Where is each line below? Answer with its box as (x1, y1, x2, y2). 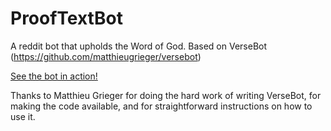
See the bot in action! (10, 70, 98, 82)
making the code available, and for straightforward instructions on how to (10, 100, 313, 112)
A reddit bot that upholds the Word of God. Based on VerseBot (10, 40, 268, 52)
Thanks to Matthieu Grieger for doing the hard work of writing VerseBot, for (10, 89, 322, 101)
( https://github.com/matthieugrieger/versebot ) (10, 50, 202, 62)
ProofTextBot (10, 7, 123, 30)
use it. (10, 110, 36, 122)
